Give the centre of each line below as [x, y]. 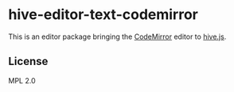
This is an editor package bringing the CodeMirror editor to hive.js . [117, 36]
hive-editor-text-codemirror [103, 15]
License [28, 61]
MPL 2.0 [22, 80]
